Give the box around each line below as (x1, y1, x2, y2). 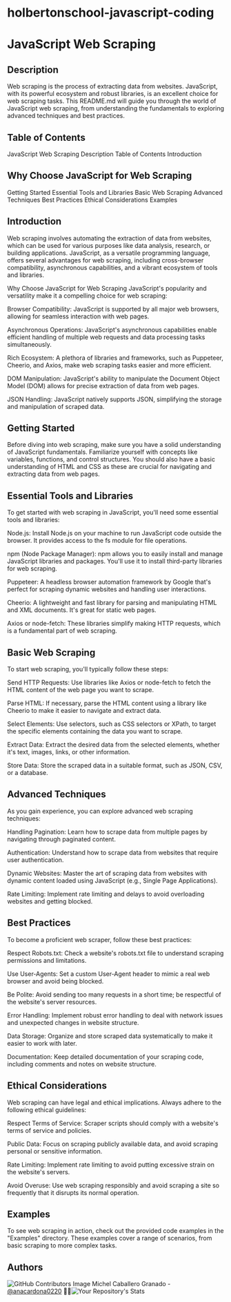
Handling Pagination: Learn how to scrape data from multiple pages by (7, 827, 208, 836)
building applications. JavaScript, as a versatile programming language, (7, 249, 210, 257)
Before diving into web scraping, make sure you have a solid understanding (7, 441, 221, 449)
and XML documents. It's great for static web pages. (7, 606, 157, 614)
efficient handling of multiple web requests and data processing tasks (7, 333, 205, 341)
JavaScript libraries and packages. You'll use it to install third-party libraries (7, 557, 223, 566)
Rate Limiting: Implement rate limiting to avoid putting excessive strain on (7, 1160, 215, 1169)
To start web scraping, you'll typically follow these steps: (7, 665, 169, 673)
